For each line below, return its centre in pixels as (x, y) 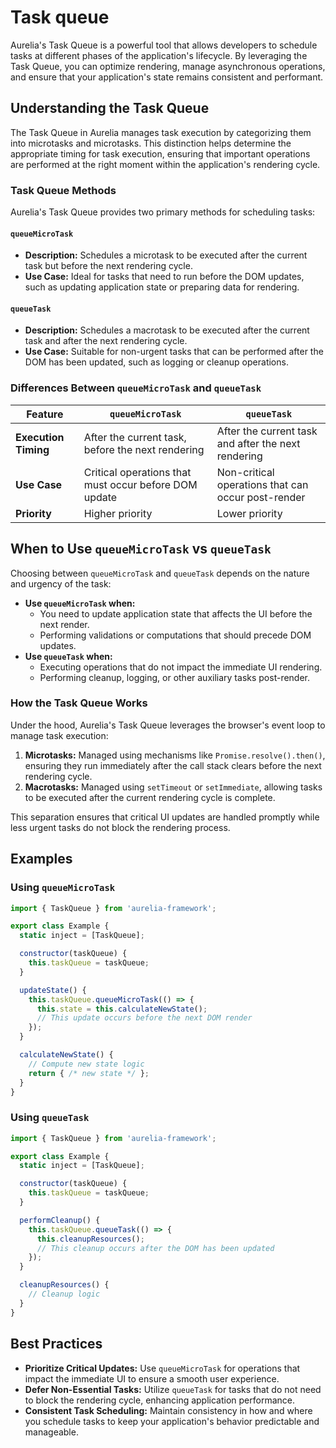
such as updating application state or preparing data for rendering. (162, 287)
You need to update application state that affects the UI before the (176, 613)
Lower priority (249, 513)
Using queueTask (50, 1118)
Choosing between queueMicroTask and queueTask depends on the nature (160, 573)
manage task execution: (59, 735)
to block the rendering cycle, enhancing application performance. (160, 1400)
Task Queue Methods (63, 190)
